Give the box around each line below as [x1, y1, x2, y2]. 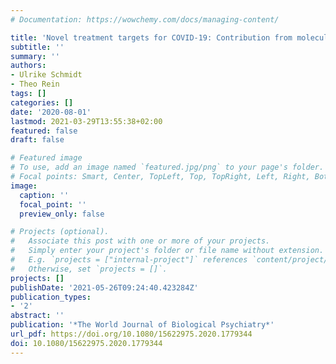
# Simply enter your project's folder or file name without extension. [10, 246, 325, 256]
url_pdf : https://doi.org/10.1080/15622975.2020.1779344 [10, 329, 253, 339]
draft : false [10, 135, 65, 145]
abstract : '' [10, 311, 65, 321]
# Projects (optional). [10, 227, 110, 237]
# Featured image [10, 153, 83, 163]
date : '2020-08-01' [10, 107, 92, 117]
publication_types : [10, 292, 92, 302]
